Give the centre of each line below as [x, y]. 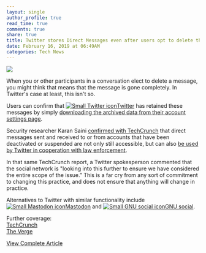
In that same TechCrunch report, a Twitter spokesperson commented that [99, 162]
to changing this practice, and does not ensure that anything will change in [101, 181]
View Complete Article [35, 243]
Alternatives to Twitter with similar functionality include [76, 200]
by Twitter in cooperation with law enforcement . [67, 150]
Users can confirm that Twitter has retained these [94, 105]
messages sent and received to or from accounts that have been [88, 137]
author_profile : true [34, 18]
